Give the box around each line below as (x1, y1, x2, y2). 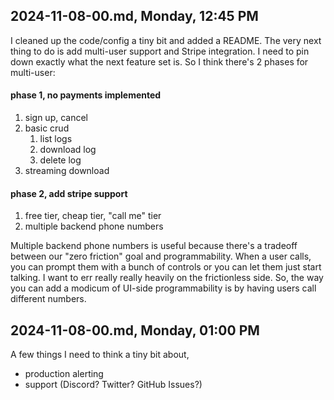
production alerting (24, 368, 104, 380)
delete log (39, 154, 82, 166)
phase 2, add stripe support (10, 187, 128, 199)
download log (39, 144, 97, 156)
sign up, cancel (24, 112, 89, 124)
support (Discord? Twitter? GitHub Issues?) (24, 379, 203, 391)
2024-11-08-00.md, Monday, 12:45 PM (10, 8, 259, 25)
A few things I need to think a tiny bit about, (10, 349, 190, 361)
